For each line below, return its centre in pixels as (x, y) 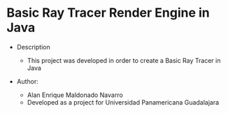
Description (33, 47)
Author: (28, 81)
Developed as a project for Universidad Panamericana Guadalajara (123, 102)
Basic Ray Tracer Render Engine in (108, 13)
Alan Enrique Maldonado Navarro (75, 95)
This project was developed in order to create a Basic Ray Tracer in (124, 60)
